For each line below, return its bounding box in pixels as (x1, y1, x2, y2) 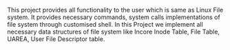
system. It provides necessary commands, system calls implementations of (7, 13, 220, 21)
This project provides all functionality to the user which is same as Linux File (7, 6, 224, 14)
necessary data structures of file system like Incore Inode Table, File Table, (7, 27, 220, 36)
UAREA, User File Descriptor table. (7, 35, 105, 43)
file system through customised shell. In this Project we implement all (7, 21, 203, 28)
